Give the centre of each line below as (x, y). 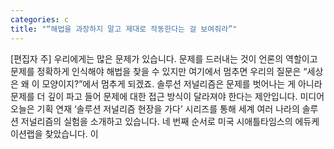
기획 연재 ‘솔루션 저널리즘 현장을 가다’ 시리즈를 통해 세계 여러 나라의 (168, 108)
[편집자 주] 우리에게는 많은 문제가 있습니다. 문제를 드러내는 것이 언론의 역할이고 (164, 58)
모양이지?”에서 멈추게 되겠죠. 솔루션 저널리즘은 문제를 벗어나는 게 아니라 (182, 83)
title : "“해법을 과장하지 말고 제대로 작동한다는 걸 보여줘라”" (124, 29)
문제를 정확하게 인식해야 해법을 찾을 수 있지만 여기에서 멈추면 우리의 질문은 (156, 71)
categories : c (40, 19)
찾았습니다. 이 (71, 133)
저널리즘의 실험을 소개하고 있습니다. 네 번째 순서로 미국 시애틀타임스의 (156, 121)
